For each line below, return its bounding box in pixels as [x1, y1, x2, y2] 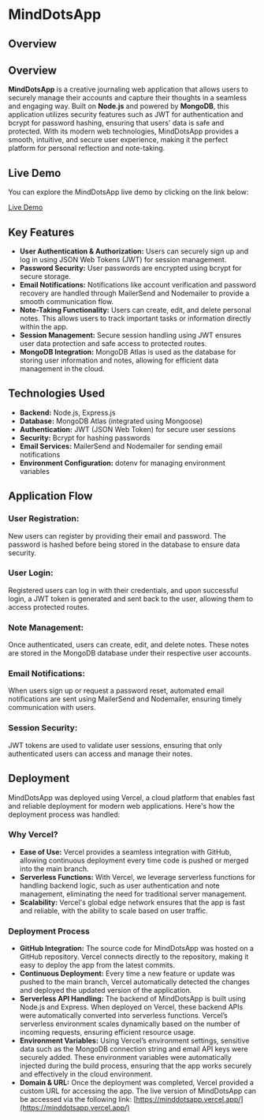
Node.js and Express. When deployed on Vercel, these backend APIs [19, 1002, 244, 1012]
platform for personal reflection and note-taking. [8, 144, 165, 153]
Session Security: [8, 723, 78, 734]
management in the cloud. [19, 364, 105, 374]
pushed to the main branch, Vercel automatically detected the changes [19, 977, 250, 987]
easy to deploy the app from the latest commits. [19, 960, 176, 970]
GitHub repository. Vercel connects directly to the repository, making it [19, 952, 249, 961]
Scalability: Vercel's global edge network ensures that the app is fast [19, 897, 246, 907]
